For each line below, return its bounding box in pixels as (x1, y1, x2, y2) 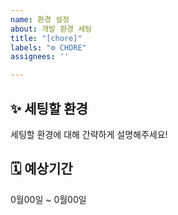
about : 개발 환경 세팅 (10, 24, 93, 34)
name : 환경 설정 (10, 14, 70, 25)
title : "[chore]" (10, 33, 83, 43)
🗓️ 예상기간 (10, 161, 73, 178)
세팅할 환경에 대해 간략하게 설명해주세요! (10, 128, 168, 140)
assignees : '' (10, 52, 70, 62)
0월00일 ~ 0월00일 (10, 193, 87, 205)
